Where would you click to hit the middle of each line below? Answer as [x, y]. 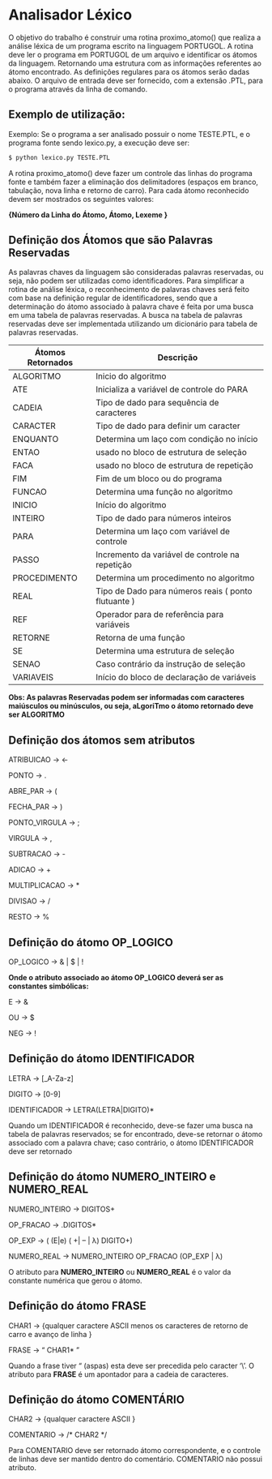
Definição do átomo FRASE [77, 1306]
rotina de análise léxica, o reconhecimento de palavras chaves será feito [129, 289]
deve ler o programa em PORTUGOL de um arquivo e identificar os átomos [133, 54]
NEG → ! [22, 1033]
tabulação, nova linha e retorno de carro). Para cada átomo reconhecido [129, 190]
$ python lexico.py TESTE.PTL [59, 157]
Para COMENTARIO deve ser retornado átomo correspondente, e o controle [135, 1451]
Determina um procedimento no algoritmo [175, 578]
